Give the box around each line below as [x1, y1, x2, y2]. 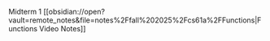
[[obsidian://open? [43, 7, 106, 16]
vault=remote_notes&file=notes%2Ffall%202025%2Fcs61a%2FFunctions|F [8, 15, 262, 25]
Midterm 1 [8, 7, 42, 16]
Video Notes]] [39, 24, 86, 33]
